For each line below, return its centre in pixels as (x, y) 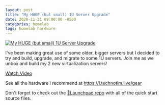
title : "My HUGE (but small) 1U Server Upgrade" (58, 15)
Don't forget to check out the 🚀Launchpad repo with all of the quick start (81, 93)
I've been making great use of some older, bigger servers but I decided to (82, 53)
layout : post (19, 10)
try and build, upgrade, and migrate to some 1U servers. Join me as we (79, 58)
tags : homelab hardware (31, 29)
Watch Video (19, 73)
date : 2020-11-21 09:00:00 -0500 (41, 19)
